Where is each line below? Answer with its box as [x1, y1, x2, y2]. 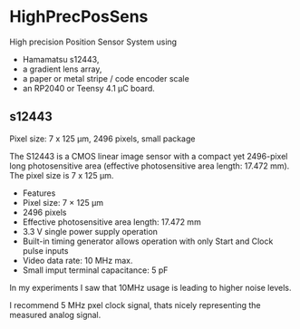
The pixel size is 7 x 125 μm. [9, 169, 114, 180]
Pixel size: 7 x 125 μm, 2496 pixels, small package [9, 133, 196, 144]
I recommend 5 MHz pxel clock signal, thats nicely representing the [9, 299, 261, 310]
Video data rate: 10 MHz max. [22, 255, 133, 266]
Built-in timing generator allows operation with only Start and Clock [22, 236, 274, 247]
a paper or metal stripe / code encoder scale [22, 73, 190, 83]
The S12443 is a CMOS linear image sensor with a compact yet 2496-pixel [9, 150, 288, 161]
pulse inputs [22, 245, 69, 256]
